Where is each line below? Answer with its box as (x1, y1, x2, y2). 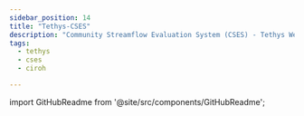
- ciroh (17, 64, 47, 73)
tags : (9, 38, 30, 48)
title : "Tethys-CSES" (9, 22, 91, 31)
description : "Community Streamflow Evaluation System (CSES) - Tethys (9, 30, 285, 39)
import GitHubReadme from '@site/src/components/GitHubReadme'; (9, 96, 265, 107)
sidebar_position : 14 (9, 13, 91, 23)
